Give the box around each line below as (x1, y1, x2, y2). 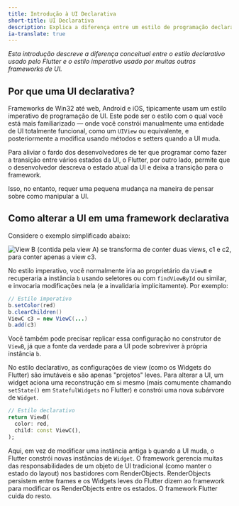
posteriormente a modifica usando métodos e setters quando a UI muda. (8, 134, 221, 143)
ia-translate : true (8, 30, 66, 38)
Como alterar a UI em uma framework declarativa (8, 212, 230, 224)
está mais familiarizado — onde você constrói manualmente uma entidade (8, 119, 225, 128)
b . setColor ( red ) (8, 302, 56, 309)
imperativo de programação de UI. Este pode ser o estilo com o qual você (8, 111, 223, 121)
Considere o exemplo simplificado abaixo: (8, 231, 130, 240)
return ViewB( (8, 414, 50, 421)
